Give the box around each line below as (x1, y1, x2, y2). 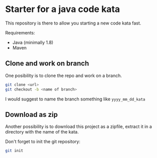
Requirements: (5, 29, 35, 35)
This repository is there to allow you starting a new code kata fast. (5, 20, 141, 26)
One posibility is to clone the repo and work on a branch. (5, 72, 122, 78)
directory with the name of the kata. (5, 129, 79, 135)
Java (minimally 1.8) (12, 39, 53, 45)
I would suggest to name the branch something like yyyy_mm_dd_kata (5, 96, 145, 102)
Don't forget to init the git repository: (5, 138, 80, 144)
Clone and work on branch (5, 59, 89, 68)
